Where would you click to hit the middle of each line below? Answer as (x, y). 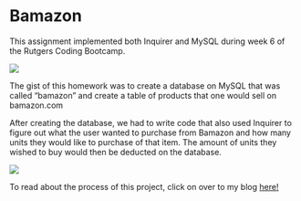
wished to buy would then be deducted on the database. (115, 152)
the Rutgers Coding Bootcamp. (67, 50)
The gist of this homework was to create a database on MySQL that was (145, 85)
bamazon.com (36, 105)
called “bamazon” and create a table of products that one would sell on (143, 95)
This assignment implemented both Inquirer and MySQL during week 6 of (147, 41)
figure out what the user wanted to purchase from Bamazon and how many (150, 132)
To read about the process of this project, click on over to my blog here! (144, 186)
